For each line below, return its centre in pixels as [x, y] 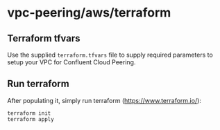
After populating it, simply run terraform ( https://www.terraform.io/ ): [104, 100]
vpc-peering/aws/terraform [89, 13]
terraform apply [31, 119]
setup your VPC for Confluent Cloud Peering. [71, 62]
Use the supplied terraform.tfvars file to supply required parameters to [110, 55]
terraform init [29, 113]
